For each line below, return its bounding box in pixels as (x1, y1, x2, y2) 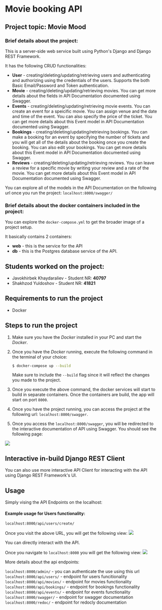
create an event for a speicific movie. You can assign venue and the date (12, 108, 157, 114)
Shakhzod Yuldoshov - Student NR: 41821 (12, 280, 96, 286)
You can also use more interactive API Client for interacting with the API (5, 467, 147, 473)
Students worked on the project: (5, 262, 105, 270)
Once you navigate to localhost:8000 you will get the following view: (5, 550, 142, 556)
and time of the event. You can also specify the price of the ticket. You (12, 113, 152, 119)
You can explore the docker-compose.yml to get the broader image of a (5, 219, 145, 225)
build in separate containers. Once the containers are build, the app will (12, 392, 155, 397)
